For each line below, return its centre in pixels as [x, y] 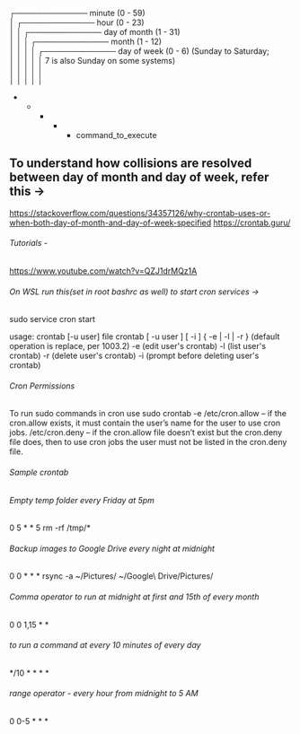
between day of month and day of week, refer [139, 177]
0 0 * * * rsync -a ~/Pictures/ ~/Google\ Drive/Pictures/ [111, 576]
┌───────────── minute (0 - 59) [77, 13]
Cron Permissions [42, 386]
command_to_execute [116, 135]
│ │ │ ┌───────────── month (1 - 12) [86, 41]
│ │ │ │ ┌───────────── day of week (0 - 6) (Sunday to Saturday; [139, 51]
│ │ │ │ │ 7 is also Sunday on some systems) [93, 61]
